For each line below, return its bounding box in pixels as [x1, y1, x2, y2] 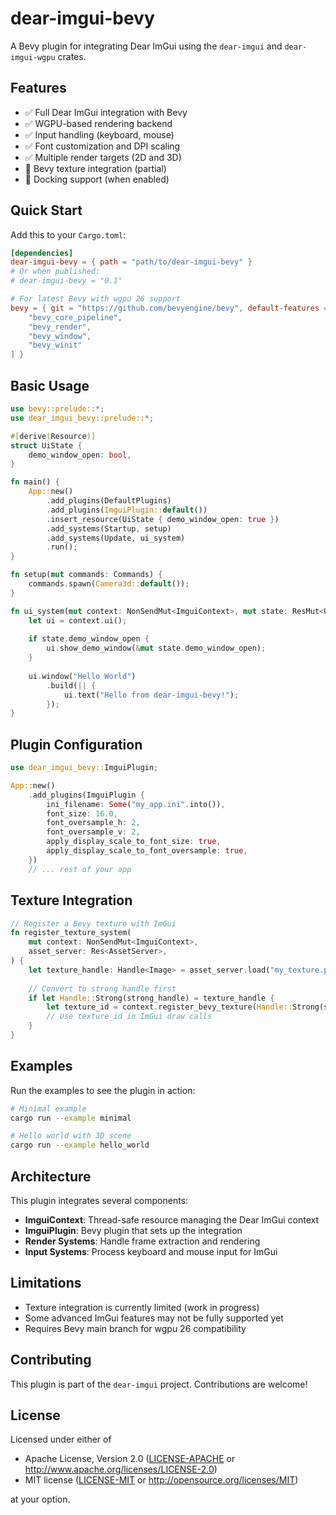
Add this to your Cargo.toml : [10, 228, 127, 241]
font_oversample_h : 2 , [46, 818, 141, 828]
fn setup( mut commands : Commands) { [10, 570, 163, 580]
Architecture [10, 1168, 92, 1185]
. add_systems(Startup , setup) [46, 523, 172, 534]
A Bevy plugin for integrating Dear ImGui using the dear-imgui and [10, 40, 283, 52]
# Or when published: [10, 267, 101, 277]
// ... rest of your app [28, 864, 132, 874]
